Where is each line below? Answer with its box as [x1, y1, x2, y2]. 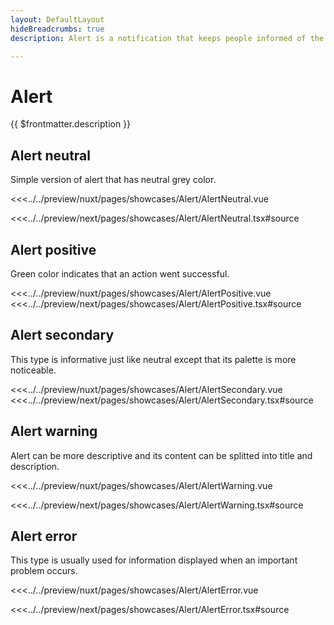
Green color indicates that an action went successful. [10, 267, 230, 280]
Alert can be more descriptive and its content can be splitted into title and [10, 449, 313, 461]
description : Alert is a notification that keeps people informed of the [10, 33, 325, 43]
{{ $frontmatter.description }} [10, 118, 132, 130]
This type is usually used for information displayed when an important [10, 554, 298, 566]
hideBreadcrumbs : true [10, 24, 105, 34]
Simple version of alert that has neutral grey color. [10, 174, 217, 186]
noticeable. [10, 364, 57, 376]
